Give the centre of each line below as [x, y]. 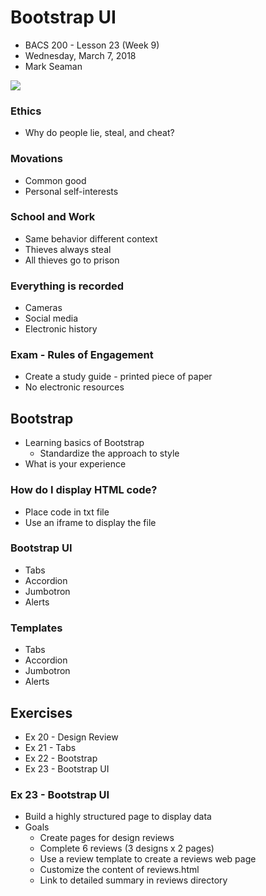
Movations [36, 159]
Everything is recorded [67, 286]
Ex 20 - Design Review [71, 737]
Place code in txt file [67, 512]
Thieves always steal [68, 249]
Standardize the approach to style [109, 453]
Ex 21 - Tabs [50, 747]
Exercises [41, 712]
